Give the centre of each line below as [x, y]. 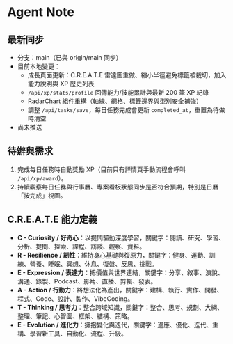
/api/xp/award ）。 [42, 178]
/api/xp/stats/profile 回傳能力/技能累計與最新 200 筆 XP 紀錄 [118, 92]
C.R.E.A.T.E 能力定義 [53, 220]
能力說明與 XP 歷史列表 [61, 84]
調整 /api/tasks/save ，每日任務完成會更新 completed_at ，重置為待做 [126, 110]
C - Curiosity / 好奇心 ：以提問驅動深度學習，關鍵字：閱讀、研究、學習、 [121, 237]
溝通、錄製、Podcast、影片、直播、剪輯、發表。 [87, 281]
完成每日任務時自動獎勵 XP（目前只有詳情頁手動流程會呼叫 [102, 169]
